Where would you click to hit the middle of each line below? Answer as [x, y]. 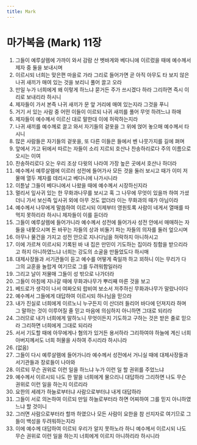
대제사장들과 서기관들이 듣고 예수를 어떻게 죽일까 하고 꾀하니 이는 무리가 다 [101, 259]
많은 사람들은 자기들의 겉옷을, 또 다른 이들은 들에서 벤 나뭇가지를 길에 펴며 [100, 141]
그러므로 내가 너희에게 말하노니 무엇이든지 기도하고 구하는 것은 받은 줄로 [98, 318]
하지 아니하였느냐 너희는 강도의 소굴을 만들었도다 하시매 [85, 252]
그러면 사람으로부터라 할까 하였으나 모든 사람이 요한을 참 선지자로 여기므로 [100, 414]
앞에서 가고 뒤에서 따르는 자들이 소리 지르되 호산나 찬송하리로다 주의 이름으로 [103, 149]
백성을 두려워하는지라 [51, 421]
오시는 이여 [28, 156]
